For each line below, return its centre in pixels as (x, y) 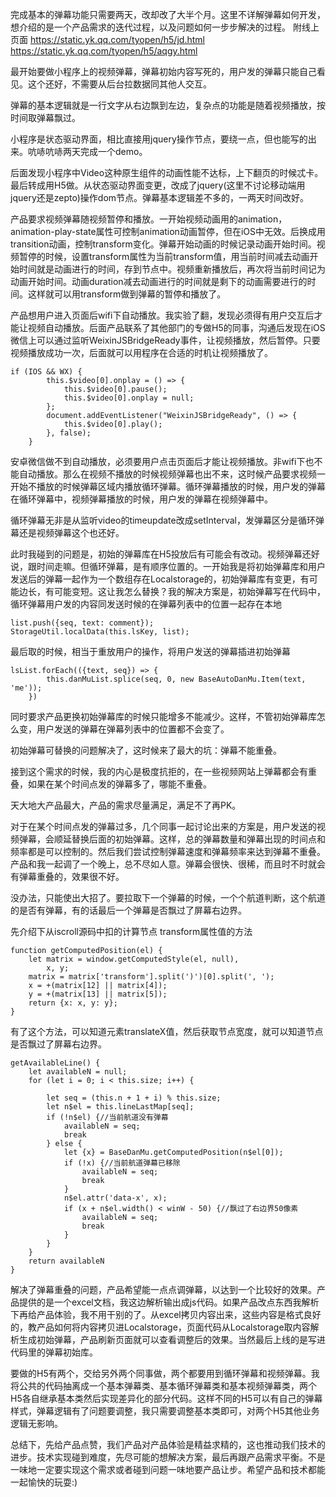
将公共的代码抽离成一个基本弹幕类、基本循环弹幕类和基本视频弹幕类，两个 (163, 1386)
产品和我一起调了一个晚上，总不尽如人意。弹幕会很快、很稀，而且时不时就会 (168, 864)
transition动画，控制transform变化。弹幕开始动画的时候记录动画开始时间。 (163, 244)
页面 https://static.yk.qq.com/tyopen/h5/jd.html (107, 39)
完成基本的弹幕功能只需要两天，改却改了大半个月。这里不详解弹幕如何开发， (168, 14)
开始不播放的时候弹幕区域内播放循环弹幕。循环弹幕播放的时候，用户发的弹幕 (168, 486)
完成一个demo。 (113, 151)
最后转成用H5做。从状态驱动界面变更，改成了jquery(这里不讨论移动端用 (158, 185)
